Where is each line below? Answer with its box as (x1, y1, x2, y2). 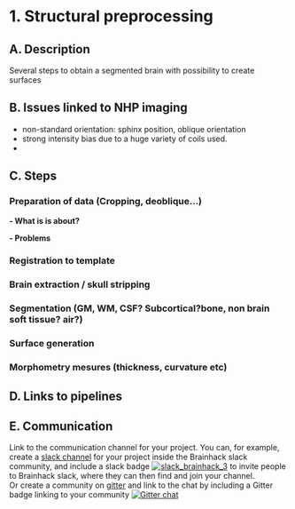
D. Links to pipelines (9, 388, 122, 403)
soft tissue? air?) (9, 314, 83, 326)
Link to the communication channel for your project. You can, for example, (9, 442, 280, 453)
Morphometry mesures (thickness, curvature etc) (9, 362, 228, 374)
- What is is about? (9, 215, 80, 226)
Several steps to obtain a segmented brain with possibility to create (9, 65, 255, 76)
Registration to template (9, 255, 115, 267)
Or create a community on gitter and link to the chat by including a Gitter (9, 480, 273, 490)
